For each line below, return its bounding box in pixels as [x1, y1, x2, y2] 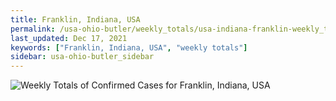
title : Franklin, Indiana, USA [10, 14, 141, 25]
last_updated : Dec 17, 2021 [10, 33, 128, 43]
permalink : [10, 24, 56, 34]
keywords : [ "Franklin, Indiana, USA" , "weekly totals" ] [10, 42, 248, 53]
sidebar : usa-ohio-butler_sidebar [10, 52, 155, 62]
